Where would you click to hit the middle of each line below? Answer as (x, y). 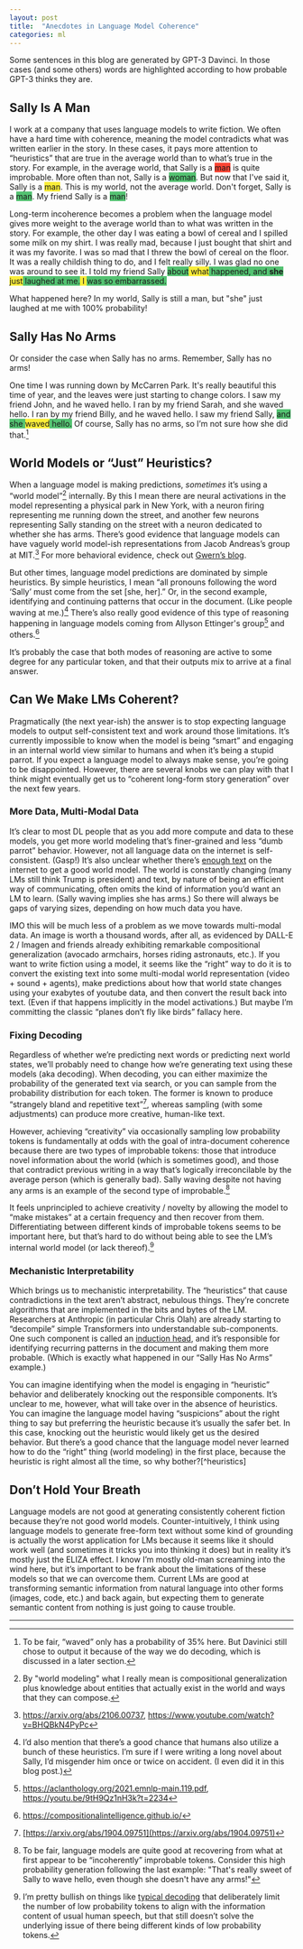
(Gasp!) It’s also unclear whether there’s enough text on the (162, 860)
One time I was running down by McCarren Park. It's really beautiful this (143, 385)
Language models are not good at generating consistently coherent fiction (147, 1511)
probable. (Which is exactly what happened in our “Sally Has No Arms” (141, 1358)
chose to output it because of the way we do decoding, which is (142, 1651)
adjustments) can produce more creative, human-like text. (117, 1113)
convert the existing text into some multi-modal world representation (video (150, 973)
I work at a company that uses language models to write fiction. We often (145, 129)
